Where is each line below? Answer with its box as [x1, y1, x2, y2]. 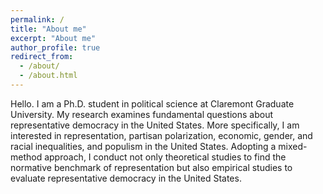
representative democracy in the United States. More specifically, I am [10, 119, 300, 131]
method [10, 151, 43, 163]
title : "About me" [10, 24, 87, 34]
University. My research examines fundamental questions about [10, 108, 274, 120]
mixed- [278, 140, 308, 152]
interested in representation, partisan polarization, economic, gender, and [10, 129, 313, 141]
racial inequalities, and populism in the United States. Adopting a [10, 140, 277, 152]
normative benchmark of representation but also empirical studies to [10, 161, 293, 173]
